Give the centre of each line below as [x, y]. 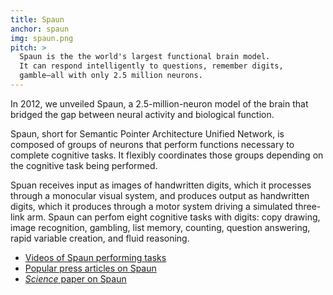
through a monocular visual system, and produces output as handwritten [160, 195]
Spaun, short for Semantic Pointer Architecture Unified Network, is [147, 133]
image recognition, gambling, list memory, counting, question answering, [160, 227]
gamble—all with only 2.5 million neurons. [111, 76]
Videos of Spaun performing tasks [95, 257]
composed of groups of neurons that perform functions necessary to [152, 144]
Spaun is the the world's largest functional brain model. [145, 57]
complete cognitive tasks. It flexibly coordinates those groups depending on [167, 155]
